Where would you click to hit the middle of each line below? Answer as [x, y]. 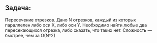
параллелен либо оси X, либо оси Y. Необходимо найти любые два [76, 25]
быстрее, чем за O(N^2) [30, 35]
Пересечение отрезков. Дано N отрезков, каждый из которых [71, 20]
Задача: [18, 8]
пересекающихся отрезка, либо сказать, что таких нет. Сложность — [78, 30]
